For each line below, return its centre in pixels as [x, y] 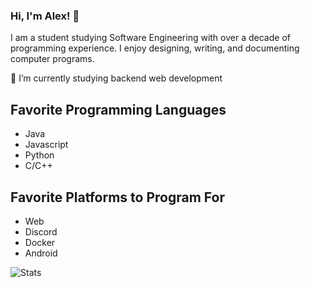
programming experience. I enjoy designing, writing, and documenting [155, 48]
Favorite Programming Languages [118, 109]
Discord [41, 231]
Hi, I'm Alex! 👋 [45, 16]
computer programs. [52, 59]
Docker [40, 242]
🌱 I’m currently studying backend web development [116, 78]
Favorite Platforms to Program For [117, 197]
